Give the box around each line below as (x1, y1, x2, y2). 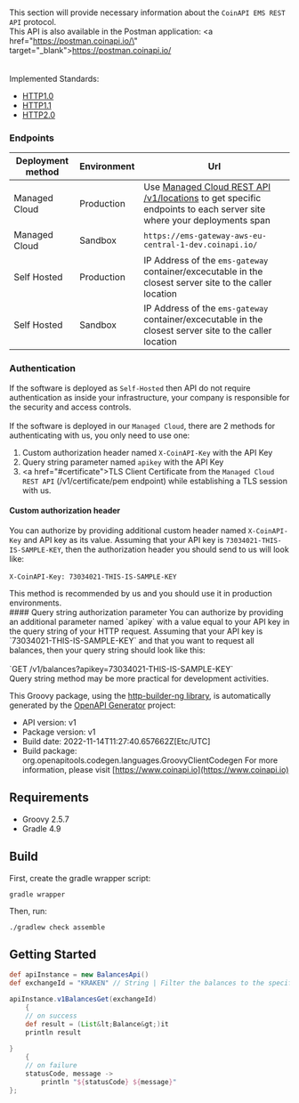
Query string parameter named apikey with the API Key (21, 457, 224, 467)
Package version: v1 (21, 726, 96, 737)
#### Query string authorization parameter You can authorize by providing (9, 606, 284, 617)
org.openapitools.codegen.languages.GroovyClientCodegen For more (21, 755, 279, 766)
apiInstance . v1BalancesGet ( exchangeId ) (9, 995, 158, 1004)
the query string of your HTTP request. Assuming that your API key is (9, 626, 263, 637)
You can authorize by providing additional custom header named (9, 524, 246, 536)
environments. (9, 597, 62, 608)
